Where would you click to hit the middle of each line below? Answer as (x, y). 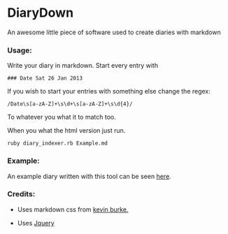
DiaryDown (41, 13)
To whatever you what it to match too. (62, 117)
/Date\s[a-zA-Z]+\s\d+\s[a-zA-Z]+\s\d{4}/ (70, 104)
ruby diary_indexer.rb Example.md (58, 144)
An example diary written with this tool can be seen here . (89, 176)
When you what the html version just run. (66, 131)
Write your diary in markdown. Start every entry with (83, 66)
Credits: (21, 194)
